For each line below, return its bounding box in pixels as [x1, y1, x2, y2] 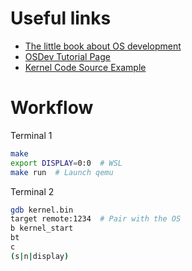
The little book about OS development [24, 40, 182, 52]
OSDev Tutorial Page [24, 50, 111, 62]
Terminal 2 [10, 185, 55, 197]
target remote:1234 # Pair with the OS [10, 214, 182, 224]
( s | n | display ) [10, 251, 70, 261]
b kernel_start [10, 223, 74, 234]
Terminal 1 [10, 129, 53, 141]
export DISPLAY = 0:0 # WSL [10, 158, 123, 168]
